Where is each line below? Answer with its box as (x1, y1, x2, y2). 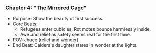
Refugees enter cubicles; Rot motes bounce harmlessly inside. (20, 26, 151, 32)
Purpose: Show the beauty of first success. (12, 16, 104, 22)
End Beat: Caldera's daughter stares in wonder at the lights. (12, 42, 138, 48)
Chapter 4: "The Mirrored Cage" (5, 4, 87, 11)
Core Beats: (12, 21, 38, 27)
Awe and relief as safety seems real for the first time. (20, 32, 131, 38)
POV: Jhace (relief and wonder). (12, 37, 80, 43)
